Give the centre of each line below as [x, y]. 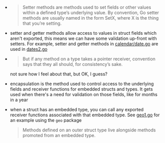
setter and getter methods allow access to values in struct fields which [83, 33]
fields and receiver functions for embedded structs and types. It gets [81, 89]
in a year [19, 100]
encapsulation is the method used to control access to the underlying [82, 84]
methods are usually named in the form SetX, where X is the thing [91, 18]
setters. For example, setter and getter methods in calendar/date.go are [84, 44]
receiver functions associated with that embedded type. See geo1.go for [85, 115]
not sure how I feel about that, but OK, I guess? [59, 74]
